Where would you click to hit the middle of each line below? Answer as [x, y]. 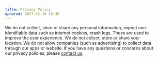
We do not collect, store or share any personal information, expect [71, 27]
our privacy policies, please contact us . [44, 53]
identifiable [16, 33]
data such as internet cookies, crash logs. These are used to [89, 33]
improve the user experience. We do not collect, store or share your [72, 38]
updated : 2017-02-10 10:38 [32, 14]
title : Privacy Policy [28, 9]
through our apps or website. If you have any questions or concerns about [79, 48]
